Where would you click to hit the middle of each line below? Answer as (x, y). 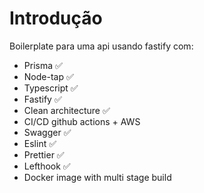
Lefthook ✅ (47, 166)
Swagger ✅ (47, 132)
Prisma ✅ (43, 65)
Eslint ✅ (40, 143)
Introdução (56, 18)
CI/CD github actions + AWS (82, 121)
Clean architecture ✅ (67, 110)
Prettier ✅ (44, 154)
